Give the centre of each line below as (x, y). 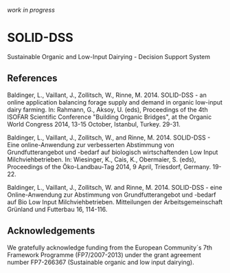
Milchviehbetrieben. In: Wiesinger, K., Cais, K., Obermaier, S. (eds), (102, 159)
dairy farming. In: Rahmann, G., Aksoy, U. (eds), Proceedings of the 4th (107, 109)
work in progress (31, 10)
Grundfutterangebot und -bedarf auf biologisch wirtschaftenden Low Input (113, 152)
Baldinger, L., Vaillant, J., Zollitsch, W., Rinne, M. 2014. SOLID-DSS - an (107, 95)
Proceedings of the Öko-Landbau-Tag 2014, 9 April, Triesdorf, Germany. (109, 166)
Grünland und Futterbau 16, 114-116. (57, 209)
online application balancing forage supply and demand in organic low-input (115, 102)
